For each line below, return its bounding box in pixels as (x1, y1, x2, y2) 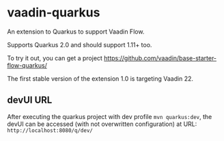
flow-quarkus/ (7, 61, 48, 69)
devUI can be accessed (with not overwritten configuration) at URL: (7, 120, 197, 128)
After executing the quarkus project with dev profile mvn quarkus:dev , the (7, 112, 212, 120)
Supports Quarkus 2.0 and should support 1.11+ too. (7, 40, 152, 49)
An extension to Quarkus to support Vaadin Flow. (7, 27, 145, 36)
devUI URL (7, 94, 53, 106)
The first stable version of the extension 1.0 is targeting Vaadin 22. (7, 74, 193, 83)
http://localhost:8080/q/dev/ (7, 127, 94, 134)
